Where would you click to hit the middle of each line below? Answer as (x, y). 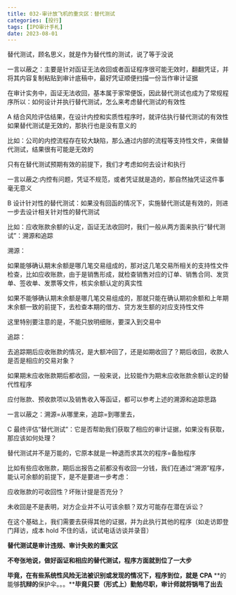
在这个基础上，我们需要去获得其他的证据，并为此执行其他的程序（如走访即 (115, 522)
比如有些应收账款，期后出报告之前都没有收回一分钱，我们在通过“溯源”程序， (118, 468)
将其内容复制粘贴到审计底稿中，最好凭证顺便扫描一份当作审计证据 (103, 78)
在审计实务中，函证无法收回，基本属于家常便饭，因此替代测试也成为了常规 (115, 93)
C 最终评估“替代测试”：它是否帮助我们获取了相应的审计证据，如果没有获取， (118, 430)
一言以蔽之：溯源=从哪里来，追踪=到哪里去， (73, 414)
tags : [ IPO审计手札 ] (35, 27)
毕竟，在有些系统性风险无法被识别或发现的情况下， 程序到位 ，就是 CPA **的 (117, 575)
